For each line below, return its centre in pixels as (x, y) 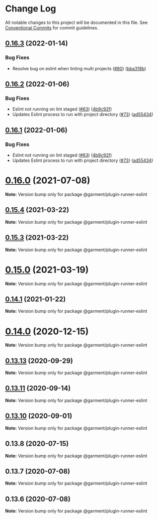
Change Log (31, 9)
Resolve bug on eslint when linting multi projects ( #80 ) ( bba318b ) (79, 68)
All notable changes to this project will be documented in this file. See (77, 22)
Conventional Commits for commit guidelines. (52, 27)
